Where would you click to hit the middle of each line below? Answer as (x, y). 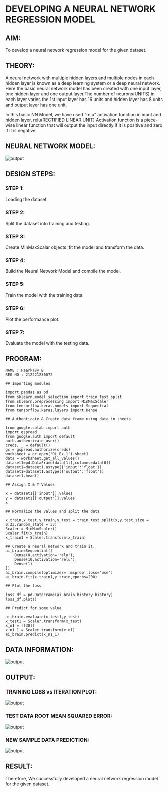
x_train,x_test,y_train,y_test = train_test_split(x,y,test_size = (77, 520)
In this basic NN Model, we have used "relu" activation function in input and (83, 114)
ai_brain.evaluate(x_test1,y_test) (42, 617)
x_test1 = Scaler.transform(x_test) (43, 621)
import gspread (21, 432)
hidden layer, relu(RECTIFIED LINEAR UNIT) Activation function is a (74, 120)
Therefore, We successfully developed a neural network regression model (82, 778)
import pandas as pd (27, 392)
